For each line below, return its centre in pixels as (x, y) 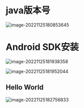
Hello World (25, 87)
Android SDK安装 (42, 47)
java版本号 (28, 10)
